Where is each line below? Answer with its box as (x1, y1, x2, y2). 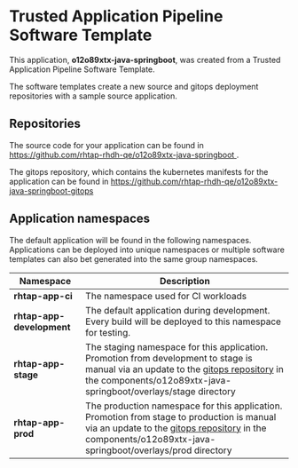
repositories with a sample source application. (9, 91, 177, 101)
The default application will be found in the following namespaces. (9, 234, 252, 245)
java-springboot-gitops (9, 185, 94, 196)
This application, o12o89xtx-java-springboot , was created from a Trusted (9, 54, 281, 65)
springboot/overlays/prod (85, 444, 192, 456)
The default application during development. (85, 304, 271, 316)
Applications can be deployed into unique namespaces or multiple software (9, 244, 286, 255)
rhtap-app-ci (13, 290, 73, 302)
